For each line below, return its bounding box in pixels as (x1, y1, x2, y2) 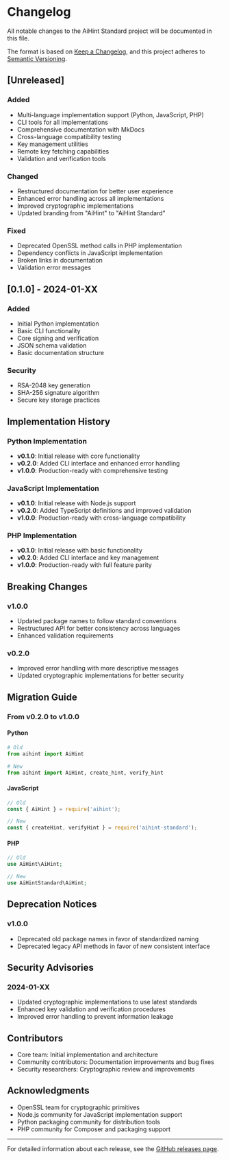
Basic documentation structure (16, 348, 105, 357)
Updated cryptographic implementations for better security (16, 671, 184, 679)
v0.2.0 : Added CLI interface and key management (16, 553, 159, 562)
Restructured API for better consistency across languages (16, 625, 181, 633)
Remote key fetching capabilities (16, 147, 110, 155)
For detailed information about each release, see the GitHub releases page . (7, 1144, 219, 1152)
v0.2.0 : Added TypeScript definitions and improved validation (16, 507, 192, 515)
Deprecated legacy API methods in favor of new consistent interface (16, 942, 210, 950)
